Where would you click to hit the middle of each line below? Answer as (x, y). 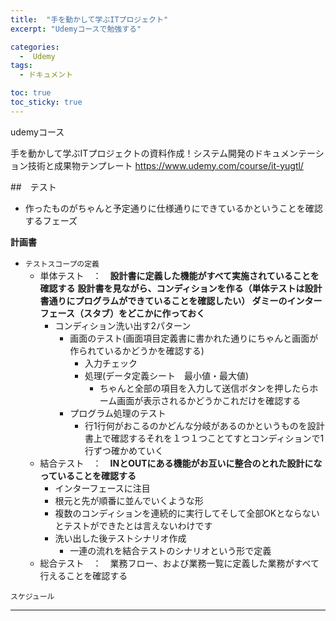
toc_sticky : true (46, 102)
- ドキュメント (46, 75)
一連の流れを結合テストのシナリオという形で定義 (170, 550)
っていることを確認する (88, 475)
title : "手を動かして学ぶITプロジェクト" (89, 19)
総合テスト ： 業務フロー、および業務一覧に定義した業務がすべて (179, 563)
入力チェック (111, 363)
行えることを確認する (83, 575)
